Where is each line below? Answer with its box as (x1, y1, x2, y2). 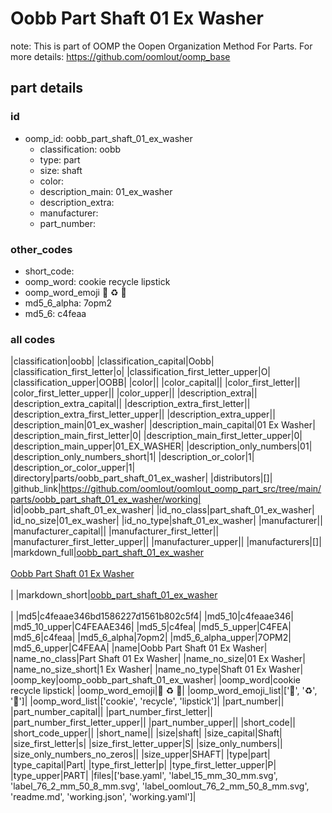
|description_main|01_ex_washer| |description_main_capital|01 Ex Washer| (10, 419, 316, 431)
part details (10, 80, 84, 97)
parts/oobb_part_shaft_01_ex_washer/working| (10, 493, 202, 506)
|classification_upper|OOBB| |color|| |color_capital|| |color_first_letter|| (10, 377, 301, 389)
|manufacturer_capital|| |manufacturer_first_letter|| (10, 525, 220, 537)
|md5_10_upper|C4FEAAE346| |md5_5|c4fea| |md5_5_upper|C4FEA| (10, 621, 292, 633)
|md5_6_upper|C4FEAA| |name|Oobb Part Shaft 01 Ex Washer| (10, 642, 268, 654)
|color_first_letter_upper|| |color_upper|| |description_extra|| (10, 387, 258, 399)
